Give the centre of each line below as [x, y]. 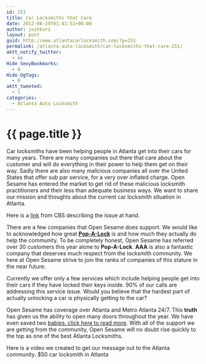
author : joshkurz [29, 29]
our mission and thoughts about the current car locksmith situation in [94, 197]
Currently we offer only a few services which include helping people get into [103, 278]
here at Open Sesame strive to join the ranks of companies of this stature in [102, 259]
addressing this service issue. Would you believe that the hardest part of [98, 291]
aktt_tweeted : [25, 87]
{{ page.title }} [44, 134]
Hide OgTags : [23, 75]
